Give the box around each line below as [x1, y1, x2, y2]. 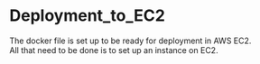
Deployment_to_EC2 [9, 5, 165, 26]
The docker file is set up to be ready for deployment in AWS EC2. [9, 35, 252, 46]
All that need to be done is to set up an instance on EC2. [9, 44, 218, 55]
